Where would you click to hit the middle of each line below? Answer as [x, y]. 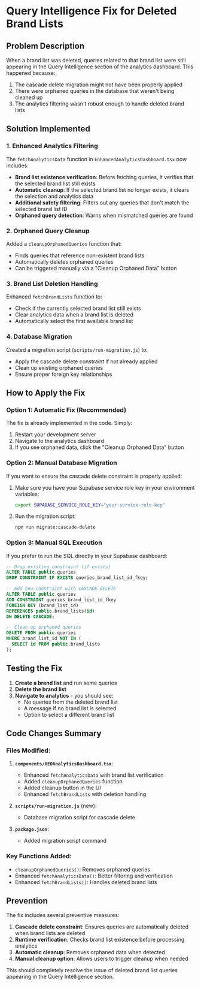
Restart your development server [56, 435]
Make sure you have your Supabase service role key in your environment [105, 487]
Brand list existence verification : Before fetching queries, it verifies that [104, 177]
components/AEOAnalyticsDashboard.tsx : [64, 764]
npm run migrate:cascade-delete [55, 527]
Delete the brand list [41, 689]
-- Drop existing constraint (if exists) [59, 567]
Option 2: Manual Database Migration [62, 463]
